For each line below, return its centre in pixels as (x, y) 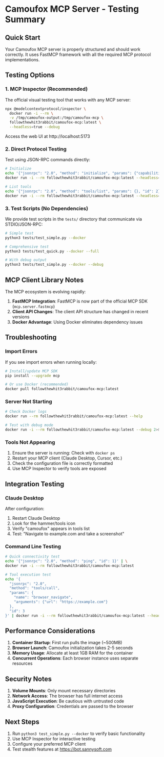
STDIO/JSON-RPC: (24, 224)
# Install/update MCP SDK (31, 371)
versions (21, 317)
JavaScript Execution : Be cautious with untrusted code (68, 701)
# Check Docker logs (26, 412)
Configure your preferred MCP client (49, 744)
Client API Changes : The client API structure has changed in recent (80, 311)
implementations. (22, 60)
